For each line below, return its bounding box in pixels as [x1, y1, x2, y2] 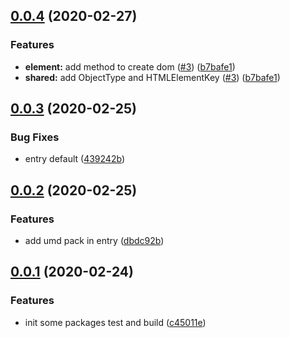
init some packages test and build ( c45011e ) [24, 316, 207, 328]
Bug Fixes [10, 130, 60, 144]
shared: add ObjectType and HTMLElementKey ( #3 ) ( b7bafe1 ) [24, 71, 281, 83]
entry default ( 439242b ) [24, 153, 125, 165]
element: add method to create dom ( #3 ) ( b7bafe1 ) [24, 60, 236, 73]
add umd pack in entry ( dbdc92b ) [24, 235, 165, 247]
